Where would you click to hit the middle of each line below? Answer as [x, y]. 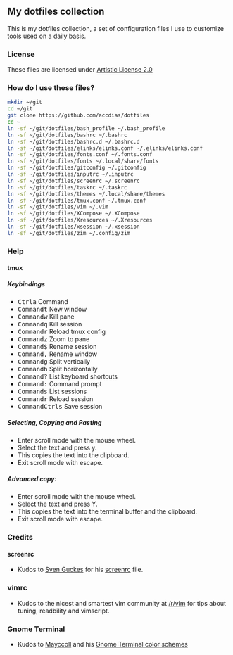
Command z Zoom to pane [53, 339]
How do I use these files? [51, 88]
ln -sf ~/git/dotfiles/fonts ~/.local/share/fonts [83, 161]
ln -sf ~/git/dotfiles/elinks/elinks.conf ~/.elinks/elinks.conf [105, 148]
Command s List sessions [52, 392]
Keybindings [26, 284]
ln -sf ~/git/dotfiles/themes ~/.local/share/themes [86, 194]
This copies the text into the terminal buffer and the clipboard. [107, 511]
